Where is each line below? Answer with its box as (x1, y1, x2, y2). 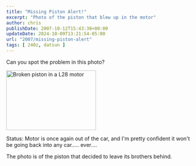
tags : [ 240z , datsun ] (6, 42, 66, 48)
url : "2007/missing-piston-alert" (6, 36, 93, 42)
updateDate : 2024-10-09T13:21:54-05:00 (6, 31, 106, 37)
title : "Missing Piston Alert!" (6, 8, 87, 15)
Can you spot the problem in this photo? (6, 58, 105, 66)
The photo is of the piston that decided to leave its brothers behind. (6, 153, 172, 160)
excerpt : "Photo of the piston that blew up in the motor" (6, 14, 157, 20)
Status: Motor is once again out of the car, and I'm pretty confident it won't (6, 135, 190, 142)
